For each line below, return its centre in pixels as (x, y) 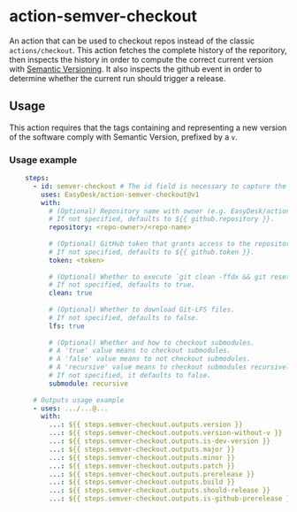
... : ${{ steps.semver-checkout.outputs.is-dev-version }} (160, 441)
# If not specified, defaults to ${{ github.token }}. (151, 252)
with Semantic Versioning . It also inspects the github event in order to (136, 69)
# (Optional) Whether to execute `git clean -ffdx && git (157, 277)
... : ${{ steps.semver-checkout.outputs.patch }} (142, 466)
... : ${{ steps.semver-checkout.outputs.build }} (142, 482)
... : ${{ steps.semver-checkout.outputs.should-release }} (160, 491)
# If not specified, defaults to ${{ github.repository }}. (161, 219)
